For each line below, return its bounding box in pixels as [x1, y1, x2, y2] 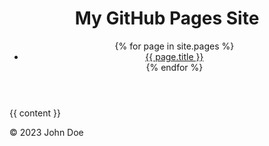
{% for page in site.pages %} [114, 40, 235, 52]
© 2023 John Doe [9, 126, 84, 138]
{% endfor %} [145, 61, 204, 73]
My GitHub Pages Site [74, 7, 260, 30]
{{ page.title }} [145, 50, 204, 62]
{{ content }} [9, 107, 61, 119]
